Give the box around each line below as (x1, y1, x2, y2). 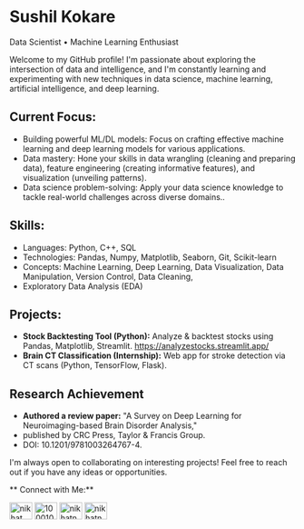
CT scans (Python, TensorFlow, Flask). (22, 360, 168, 371)
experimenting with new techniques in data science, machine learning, (9, 73, 274, 84)
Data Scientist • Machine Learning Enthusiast (9, 36, 179, 47)
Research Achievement (9, 386, 144, 402)
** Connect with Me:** (9, 484, 94, 495)
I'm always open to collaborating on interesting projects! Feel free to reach (9, 457, 288, 468)
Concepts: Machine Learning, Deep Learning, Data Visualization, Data (22, 261, 284, 272)
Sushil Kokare (9, 6, 116, 27)
